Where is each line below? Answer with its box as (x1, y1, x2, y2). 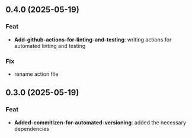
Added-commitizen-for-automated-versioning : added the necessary (14, 118, 187, 126)
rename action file (14, 70, 59, 78)
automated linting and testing (14, 42, 86, 49)
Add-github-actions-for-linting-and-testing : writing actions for (14, 36, 172, 43)
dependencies (14, 125, 50, 132)
